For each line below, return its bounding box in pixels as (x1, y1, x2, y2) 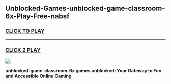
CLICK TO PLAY (5, 27, 45, 35)
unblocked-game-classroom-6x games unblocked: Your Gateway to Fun (5, 67, 162, 73)
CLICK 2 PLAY (5, 46, 41, 53)
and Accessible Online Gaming (5, 73, 72, 79)
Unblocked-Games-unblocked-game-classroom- (5, 4, 165, 13)
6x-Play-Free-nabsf (5, 12, 70, 21)
